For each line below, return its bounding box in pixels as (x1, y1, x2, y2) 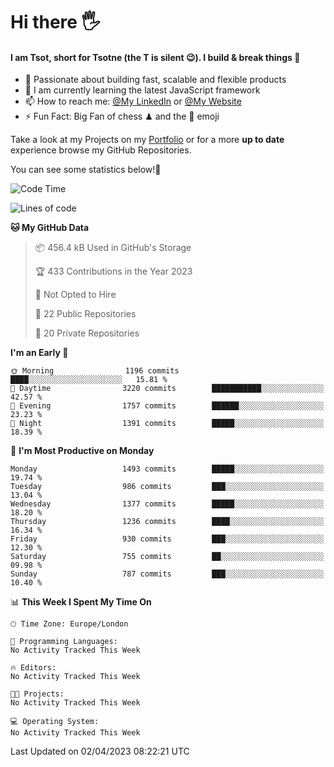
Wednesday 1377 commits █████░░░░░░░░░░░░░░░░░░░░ (10, 499, 325, 509)
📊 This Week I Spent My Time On (10, 596, 152, 608)
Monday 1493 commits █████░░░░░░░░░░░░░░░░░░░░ (10, 464, 325, 474)
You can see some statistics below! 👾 (10, 164, 162, 176)
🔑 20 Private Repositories (34, 327, 140, 339)
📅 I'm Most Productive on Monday (10, 445, 155, 457)
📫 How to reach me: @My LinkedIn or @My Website (24, 95, 242, 108)
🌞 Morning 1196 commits (10, 366, 180, 376)
